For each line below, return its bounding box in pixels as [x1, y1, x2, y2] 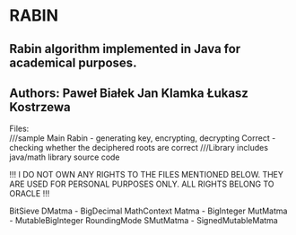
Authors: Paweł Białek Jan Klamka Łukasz [9, 85, 249, 100]
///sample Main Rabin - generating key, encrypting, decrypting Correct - [9, 133, 276, 144]
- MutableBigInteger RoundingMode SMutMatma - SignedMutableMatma [9, 215, 278, 226]
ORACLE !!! [9, 188, 50, 199]
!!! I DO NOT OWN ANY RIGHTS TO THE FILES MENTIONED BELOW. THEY [9, 170, 284, 180]
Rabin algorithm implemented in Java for [9, 41, 241, 57]
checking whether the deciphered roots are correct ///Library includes [9, 143, 269, 153]
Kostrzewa [9, 100, 71, 115]
